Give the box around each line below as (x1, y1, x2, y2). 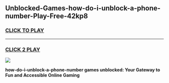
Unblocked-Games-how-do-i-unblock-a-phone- (5, 4, 161, 13)
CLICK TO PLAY (5, 27, 44, 34)
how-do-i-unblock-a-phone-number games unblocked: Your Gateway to (5, 66, 160, 72)
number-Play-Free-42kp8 (5, 12, 88, 21)
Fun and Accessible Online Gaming (5, 72, 80, 78)
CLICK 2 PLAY (5, 46, 40, 53)
